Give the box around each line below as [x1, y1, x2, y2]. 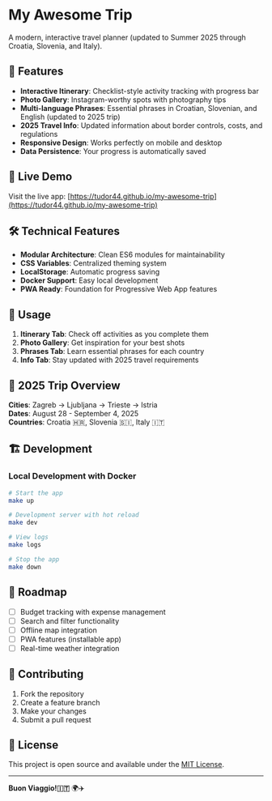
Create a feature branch [19, 697, 100, 707]
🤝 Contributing [8, 667, 84, 681]
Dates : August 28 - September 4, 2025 [8, 409, 139, 418]
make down [8, 563, 42, 571]
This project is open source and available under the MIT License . [8, 760, 225, 769]
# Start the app [8, 488, 63, 497]
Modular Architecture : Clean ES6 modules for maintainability [19, 249, 225, 260]
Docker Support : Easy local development [19, 275, 159, 285]
